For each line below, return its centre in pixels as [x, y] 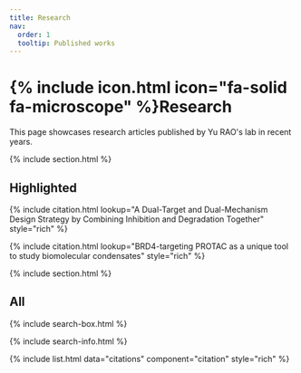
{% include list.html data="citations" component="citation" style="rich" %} [150, 359]
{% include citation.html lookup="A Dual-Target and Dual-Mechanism [139, 210]
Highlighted [43, 188]
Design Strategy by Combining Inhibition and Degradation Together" [137, 219]
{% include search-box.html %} [68, 323]
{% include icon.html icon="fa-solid [148, 88]
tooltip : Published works [67, 43]
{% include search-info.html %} [68, 341]
